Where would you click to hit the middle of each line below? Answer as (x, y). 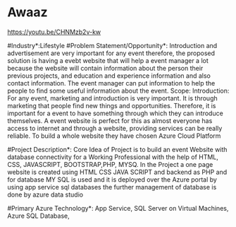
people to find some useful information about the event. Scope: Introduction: (118, 91)
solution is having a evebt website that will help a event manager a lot (108, 60)
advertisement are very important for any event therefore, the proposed (111, 53)
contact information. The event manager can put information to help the (111, 83)
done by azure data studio (45, 194)
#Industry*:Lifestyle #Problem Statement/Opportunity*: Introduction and (112, 45)
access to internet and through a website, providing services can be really (115, 128)
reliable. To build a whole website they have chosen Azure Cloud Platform (114, 136)
